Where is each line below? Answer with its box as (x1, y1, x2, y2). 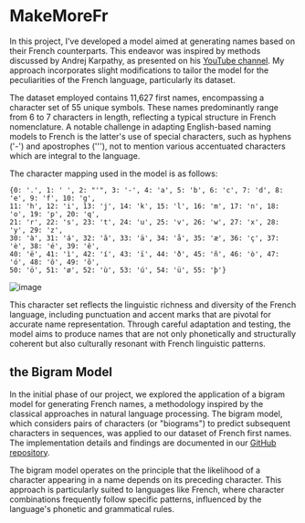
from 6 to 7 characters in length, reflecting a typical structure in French (9, 111, 277, 122)
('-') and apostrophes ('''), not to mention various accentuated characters (9, 141, 286, 152)
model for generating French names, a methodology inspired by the (9, 398, 264, 409)
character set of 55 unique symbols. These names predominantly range (9, 101, 279, 112)
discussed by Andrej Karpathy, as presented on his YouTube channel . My (9, 55, 285, 66)
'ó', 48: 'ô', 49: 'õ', (9, 257, 100, 267)
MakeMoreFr (9, 5, 109, 26)
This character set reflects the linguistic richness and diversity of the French (9, 298, 297, 310)
